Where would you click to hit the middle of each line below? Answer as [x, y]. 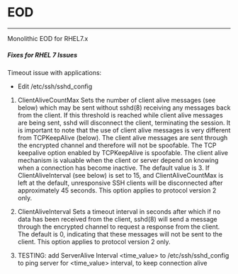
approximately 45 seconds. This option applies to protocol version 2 [117, 190]
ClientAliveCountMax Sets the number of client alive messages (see [117, 100]
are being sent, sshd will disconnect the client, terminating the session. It [124, 122]
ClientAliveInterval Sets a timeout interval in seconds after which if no [119, 211]
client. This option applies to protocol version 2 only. [94, 241]
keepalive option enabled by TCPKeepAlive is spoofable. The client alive [123, 152]
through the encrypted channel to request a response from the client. [119, 227]
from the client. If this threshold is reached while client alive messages [120, 115]
